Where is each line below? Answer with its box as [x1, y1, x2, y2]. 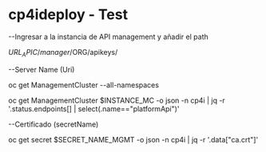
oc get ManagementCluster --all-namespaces [8, 80, 160, 89]
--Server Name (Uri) [8, 64, 75, 74]
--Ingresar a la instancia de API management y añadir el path [8, 32, 209, 41]
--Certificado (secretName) [8, 119, 99, 129]
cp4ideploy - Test [8, 6, 129, 24]
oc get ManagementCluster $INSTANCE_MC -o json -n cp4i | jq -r [8, 95, 225, 105]
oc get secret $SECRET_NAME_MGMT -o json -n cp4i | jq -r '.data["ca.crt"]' [8, 134, 259, 144]
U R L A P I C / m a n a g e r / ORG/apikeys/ [8, 47, 118, 59]
